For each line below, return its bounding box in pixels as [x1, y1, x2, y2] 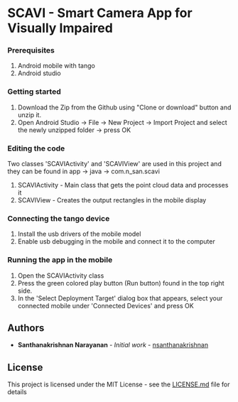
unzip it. [17, 110, 41, 119]
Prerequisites [7, 45, 55, 55]
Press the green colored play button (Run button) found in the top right [17, 278, 225, 287]
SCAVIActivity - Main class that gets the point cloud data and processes [17, 181, 229, 190]
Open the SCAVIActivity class [17, 271, 104, 280]
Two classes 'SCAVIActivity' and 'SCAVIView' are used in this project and [7, 160, 222, 168]
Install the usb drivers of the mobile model [17, 229, 141, 239]
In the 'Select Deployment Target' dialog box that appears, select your [17, 293, 223, 303]
